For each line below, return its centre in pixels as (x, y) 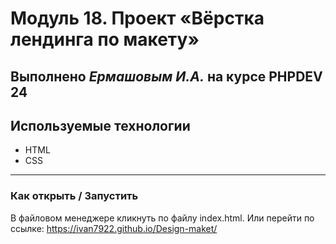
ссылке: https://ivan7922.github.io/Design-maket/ (114, 228)
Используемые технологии (100, 125)
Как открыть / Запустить (74, 196)
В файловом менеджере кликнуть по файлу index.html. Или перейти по (162, 218)
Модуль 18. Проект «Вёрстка (137, 18)
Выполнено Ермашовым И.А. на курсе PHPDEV (166, 76)
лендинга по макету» (105, 39)
